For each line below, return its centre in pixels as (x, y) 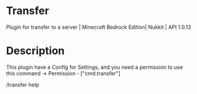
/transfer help (23, 85)
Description (35, 51)
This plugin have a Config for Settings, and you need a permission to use (95, 67)
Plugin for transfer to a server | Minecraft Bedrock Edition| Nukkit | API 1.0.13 (99, 27)
